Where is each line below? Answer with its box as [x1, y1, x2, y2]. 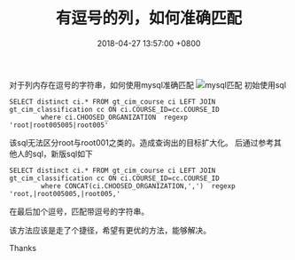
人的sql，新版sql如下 [16, 148, 93, 159]
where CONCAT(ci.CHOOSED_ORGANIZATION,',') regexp [41, 181, 237, 191]
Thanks [9, 242, 37, 253]
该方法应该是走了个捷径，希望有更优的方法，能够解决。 [9, 225, 211, 235]
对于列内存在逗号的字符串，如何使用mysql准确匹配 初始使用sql [9, 79, 286, 90]
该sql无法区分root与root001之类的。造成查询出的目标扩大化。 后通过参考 [9, 137, 275, 147]
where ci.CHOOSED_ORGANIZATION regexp [41, 113, 189, 122]
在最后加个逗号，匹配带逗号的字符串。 [9, 206, 149, 217]
